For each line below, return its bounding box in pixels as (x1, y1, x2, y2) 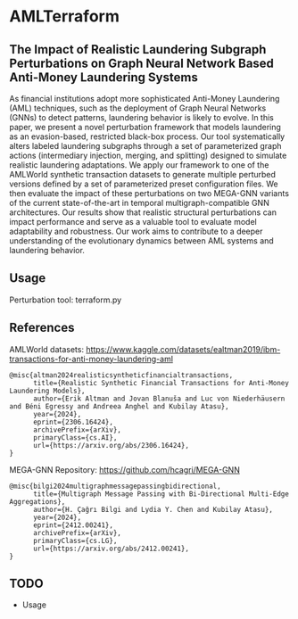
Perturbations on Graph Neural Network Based (9, 55, 275, 70)
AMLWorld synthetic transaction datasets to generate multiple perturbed (9, 169, 277, 179)
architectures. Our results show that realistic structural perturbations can (9, 207, 277, 218)
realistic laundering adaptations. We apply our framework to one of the (9, 160, 269, 170)
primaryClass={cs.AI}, (32, 433, 118, 442)
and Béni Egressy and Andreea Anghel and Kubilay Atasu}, (9, 401, 229, 411)
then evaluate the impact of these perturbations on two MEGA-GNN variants (9, 188, 290, 198)
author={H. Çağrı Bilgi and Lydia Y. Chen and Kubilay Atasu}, (32, 505, 274, 514)
